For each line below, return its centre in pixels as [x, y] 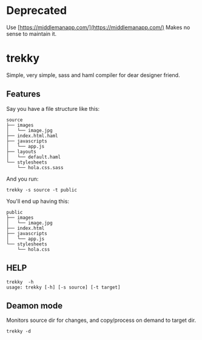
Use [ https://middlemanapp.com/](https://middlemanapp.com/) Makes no [98, 27]
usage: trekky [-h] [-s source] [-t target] [63, 287]
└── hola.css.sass [40, 167]
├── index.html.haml [32, 136]
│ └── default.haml [34, 157]
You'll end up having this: [38, 201]
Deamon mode [34, 306]
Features [23, 94]
